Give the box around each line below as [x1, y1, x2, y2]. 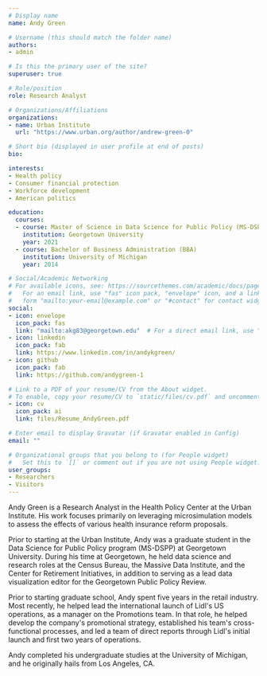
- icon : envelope [8, 311, 66, 319]
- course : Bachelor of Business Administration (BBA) [15, 245, 197, 253]
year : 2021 [22, 238, 59, 246]
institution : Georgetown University [22, 231, 145, 239]
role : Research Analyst [8, 92, 87, 100]
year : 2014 [22, 260, 59, 268]
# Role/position [8, 84, 62, 92]
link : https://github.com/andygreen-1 [15, 371, 145, 379]
